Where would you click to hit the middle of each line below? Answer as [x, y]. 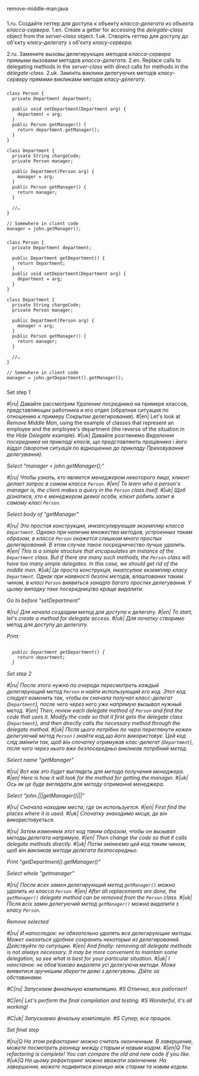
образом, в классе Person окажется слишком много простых [84, 538]
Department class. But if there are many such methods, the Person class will [98, 557]
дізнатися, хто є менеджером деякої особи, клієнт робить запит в [91, 496]
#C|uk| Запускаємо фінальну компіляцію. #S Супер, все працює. [89, 1018]
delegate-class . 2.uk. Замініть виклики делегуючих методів [82, 73]
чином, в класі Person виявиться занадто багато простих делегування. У [99, 582]
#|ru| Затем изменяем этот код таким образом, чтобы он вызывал [91, 831]
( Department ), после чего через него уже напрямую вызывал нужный [94, 704]
